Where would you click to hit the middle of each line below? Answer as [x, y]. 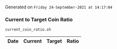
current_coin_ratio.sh [28, 30]
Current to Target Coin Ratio [39, 19]
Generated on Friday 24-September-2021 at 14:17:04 [59, 7]
